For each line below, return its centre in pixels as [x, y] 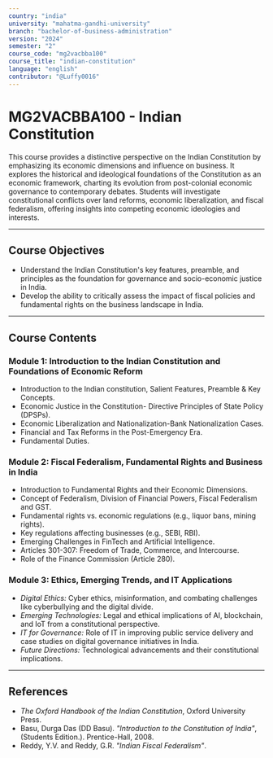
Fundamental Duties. [55, 441]
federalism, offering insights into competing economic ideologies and [124, 208]
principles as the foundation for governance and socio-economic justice [141, 278]
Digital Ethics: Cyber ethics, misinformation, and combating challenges [139, 598]
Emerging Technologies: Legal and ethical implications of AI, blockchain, [141, 615]
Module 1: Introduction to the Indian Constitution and [115, 361]
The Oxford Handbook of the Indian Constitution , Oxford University [133, 711]
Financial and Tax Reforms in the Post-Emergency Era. [111, 432]
